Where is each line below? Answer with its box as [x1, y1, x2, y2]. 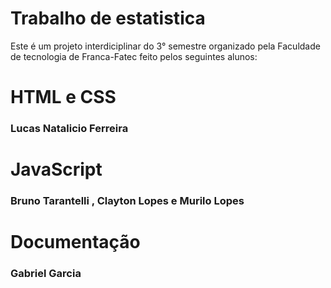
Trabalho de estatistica [10, 7, 206, 30]
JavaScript [10, 158, 103, 181]
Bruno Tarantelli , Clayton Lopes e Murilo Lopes [10, 194, 245, 208]
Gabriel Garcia [10, 267, 82, 281]
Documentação [10, 231, 141, 254]
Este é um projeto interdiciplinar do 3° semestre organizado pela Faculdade [10, 40, 321, 52]
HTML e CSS [10, 86, 117, 109]
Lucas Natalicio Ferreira [10, 122, 129, 136]
